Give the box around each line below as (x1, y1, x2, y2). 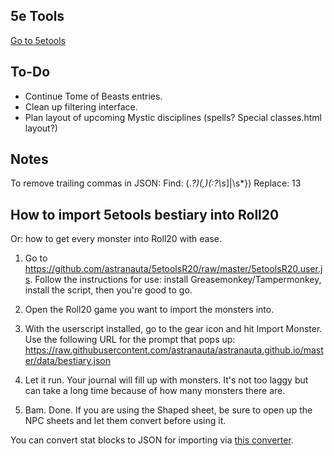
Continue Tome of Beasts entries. (24, 90, 163, 102)
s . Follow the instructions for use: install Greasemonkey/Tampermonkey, (24, 274, 322, 286)
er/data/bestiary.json (24, 355, 111, 367)
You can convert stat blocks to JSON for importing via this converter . (10, 434, 294, 446)
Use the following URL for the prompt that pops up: (24, 334, 236, 346)
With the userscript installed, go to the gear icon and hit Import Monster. (24, 323, 323, 335)
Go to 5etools (10, 34, 67, 46)
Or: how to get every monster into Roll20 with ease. (10, 233, 222, 245)
